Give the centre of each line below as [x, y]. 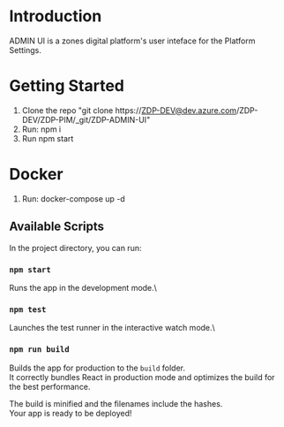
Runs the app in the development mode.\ [83, 287]
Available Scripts [56, 227]
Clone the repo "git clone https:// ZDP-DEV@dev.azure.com [129, 110]
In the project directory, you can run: [75, 248]
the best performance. [50, 386]
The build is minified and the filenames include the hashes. [116, 403]
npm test [28, 309]
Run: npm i [41, 129]
